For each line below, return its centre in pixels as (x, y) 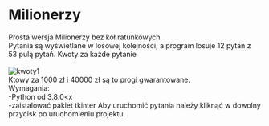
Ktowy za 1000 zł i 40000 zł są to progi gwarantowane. (100, 79)
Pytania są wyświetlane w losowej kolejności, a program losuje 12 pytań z (130, 45)
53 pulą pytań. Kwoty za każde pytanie (72, 54)
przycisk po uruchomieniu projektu (66, 113)
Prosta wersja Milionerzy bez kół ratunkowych (84, 37)
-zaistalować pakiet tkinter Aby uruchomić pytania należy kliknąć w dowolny (134, 105)
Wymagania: (29, 88)
